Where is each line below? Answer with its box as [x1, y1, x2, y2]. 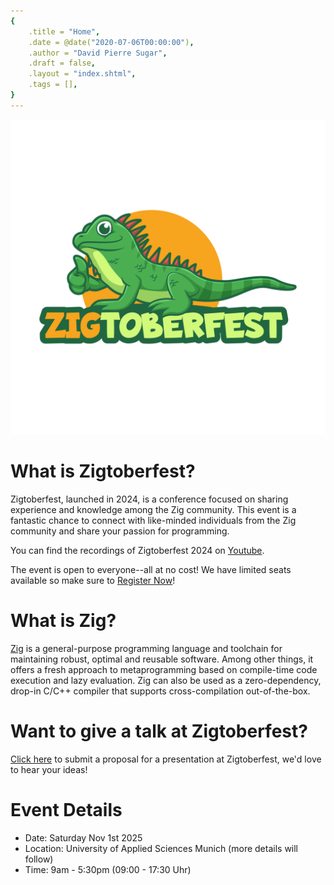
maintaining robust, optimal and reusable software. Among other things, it [10, 653, 314, 665]
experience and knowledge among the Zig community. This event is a [10, 503, 297, 515]
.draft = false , [28, 58, 97, 69]
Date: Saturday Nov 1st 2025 [24, 831, 143, 844]
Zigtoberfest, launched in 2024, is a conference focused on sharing [10, 493, 289, 505]
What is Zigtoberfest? [10, 460, 196, 482]
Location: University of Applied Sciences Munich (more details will [24, 842, 299, 854]
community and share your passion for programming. [10, 525, 230, 537]
